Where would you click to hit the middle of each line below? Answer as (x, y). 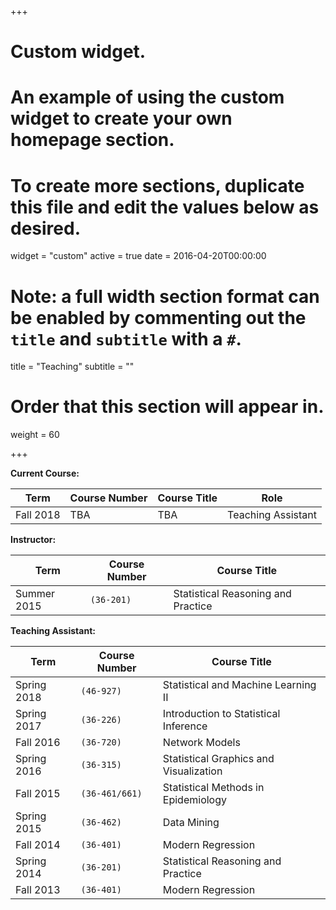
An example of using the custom (147, 97)
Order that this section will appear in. (167, 407)
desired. (45, 228)
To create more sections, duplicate (157, 185)
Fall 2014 (38, 845)
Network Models (201, 743)
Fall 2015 (38, 794)
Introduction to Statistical (221, 714)
